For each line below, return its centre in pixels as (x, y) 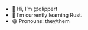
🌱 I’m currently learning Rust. (47, 15)
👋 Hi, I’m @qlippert (35, 9)
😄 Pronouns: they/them (40, 21)
